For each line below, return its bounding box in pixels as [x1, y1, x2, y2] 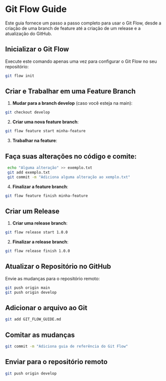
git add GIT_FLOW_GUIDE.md [5, 317, 61, 322]
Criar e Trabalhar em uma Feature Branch [5, 87, 136, 96]
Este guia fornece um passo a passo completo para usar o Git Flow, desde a [5, 20, 162, 26]
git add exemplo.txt [7, 170, 50, 175]
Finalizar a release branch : [12, 239, 69, 245]
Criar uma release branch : [12, 220, 68, 226]
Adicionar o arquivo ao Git [5, 304, 88, 312]
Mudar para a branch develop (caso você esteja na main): [12, 100, 133, 106]
